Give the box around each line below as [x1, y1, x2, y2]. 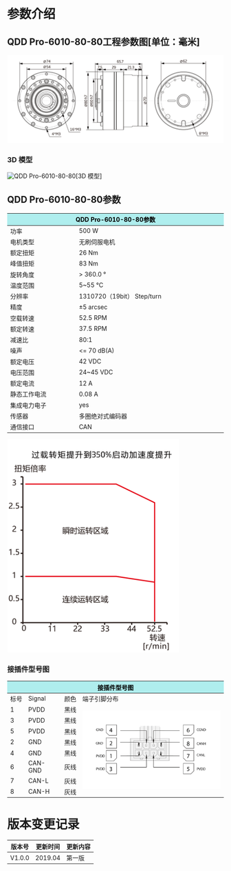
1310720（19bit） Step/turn [78, 292, 162, 301]
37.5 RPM [78, 325, 108, 333]
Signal [28, 694, 46, 703]
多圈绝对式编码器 [78, 412, 127, 420]
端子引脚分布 [82, 694, 119, 703]
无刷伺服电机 [78, 237, 115, 246]
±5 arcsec [78, 303, 108, 311]
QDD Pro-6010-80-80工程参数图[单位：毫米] [7, 36, 201, 48]
